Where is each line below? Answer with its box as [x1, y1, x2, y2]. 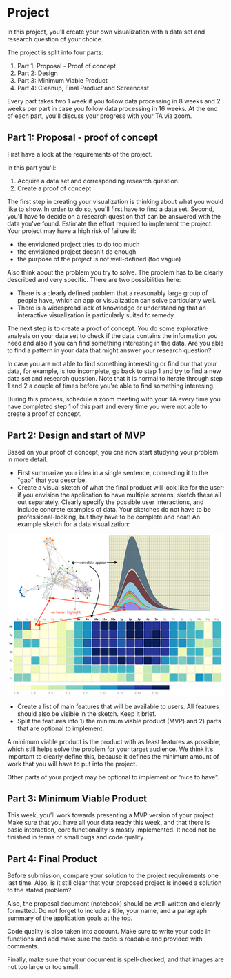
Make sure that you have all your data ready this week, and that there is [7, 819, 210, 827]
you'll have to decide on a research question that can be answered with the [7, 212, 221, 220]
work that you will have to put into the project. [7, 759, 138, 768]
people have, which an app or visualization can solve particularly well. [17, 296, 216, 304]
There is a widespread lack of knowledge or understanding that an [17, 303, 207, 312]
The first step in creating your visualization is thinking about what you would [7, 197, 224, 206]
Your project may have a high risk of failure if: [7, 226, 137, 235]
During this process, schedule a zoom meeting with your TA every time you [7, 395, 221, 403]
